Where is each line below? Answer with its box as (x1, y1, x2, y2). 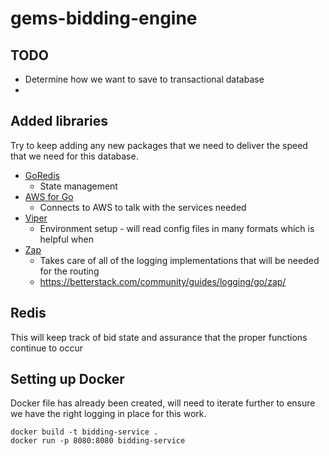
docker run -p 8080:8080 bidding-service (10, 436, 186, 446)
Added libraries (10, 113, 109, 130)
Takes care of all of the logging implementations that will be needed (39, 254, 320, 266)
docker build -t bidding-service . (10, 427, 159, 437)
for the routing (39, 265, 100, 277)
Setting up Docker (10, 371, 125, 388)
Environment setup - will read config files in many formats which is (39, 222, 315, 234)
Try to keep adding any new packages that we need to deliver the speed (10, 139, 308, 151)
